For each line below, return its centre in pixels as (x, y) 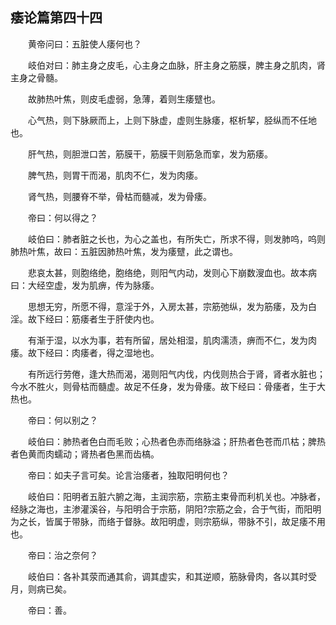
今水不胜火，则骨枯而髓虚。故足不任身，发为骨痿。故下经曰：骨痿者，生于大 (168, 386)
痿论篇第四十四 (56, 18)
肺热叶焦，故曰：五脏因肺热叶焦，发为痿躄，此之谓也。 (124, 251)
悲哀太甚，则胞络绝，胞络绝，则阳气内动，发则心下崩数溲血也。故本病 (172, 272)
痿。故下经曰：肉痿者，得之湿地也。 (85, 352)
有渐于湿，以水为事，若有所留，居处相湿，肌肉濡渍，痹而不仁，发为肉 (172, 340)
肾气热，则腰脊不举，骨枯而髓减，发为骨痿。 (120, 196)
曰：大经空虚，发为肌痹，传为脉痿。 (85, 285)
